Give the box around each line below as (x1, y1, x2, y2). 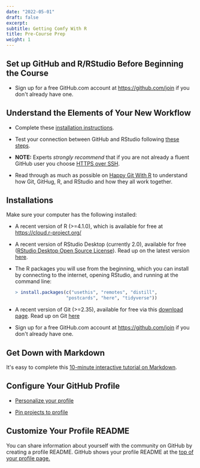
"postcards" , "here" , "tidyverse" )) (65, 295, 157, 301)
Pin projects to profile (14, 409, 68, 416)
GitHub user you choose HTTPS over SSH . (14, 160, 120, 167)
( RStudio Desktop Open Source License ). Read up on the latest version (14, 247, 190, 254)
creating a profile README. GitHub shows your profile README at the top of (6, 448, 194, 455)
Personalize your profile (14, 397, 74, 404)
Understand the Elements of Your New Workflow (6, 108, 192, 118)
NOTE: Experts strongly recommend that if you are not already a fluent (14, 154, 190, 161)
